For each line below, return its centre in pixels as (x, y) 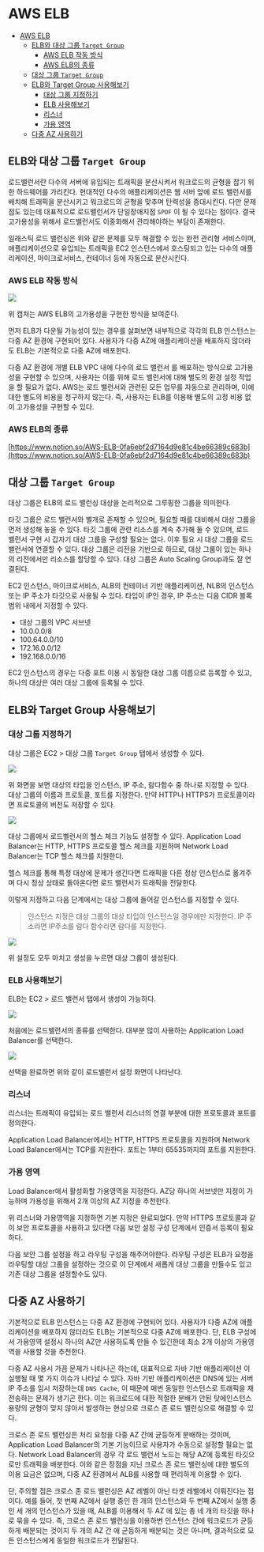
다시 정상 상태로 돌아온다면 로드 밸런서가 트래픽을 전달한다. (107, 882)
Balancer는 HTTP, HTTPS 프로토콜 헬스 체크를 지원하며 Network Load (118, 846)
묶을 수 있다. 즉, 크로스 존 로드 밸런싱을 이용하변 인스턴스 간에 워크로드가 (127, 1520)
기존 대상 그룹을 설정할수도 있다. (58, 1274)
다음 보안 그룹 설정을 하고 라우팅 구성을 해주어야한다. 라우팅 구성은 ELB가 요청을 (131, 1254)
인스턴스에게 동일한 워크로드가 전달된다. (78, 1540)
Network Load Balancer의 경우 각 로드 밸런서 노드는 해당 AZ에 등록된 (126, 1454)
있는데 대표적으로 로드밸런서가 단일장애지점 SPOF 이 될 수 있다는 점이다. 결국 (139, 211)
